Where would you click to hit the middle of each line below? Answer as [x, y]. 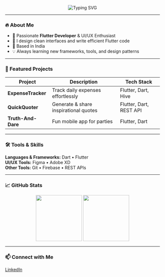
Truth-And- [22, 118]
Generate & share [72, 104]
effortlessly [65, 96]
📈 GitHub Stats [24, 185]
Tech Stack [138, 82]
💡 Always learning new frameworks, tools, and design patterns [76, 52]
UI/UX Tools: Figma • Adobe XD [38, 162]
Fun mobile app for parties [82, 121]
